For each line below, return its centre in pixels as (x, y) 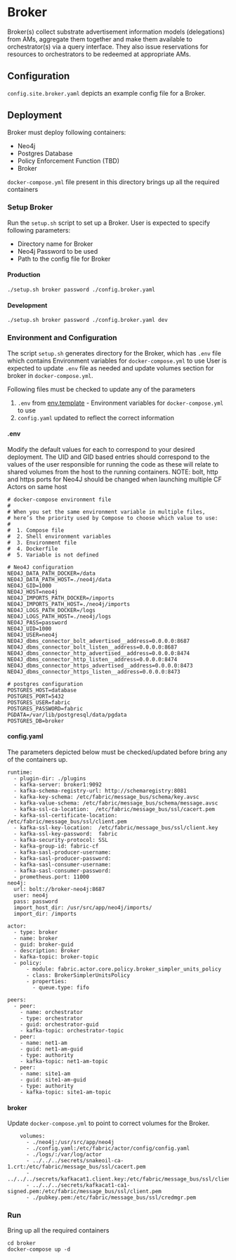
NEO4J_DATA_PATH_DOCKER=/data (52, 573)
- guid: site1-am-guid (53, 1079)
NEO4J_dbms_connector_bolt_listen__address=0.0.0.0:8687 (92, 647)
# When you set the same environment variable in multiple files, (106, 512)
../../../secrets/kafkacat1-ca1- (81, 1186)
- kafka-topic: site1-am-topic (66, 1092)
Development (27, 305)
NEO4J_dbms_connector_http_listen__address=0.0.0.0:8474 (92, 659)
